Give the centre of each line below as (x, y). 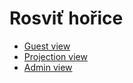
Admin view (48, 67)
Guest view (47, 46)
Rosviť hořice (66, 18)
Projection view (55, 56)
